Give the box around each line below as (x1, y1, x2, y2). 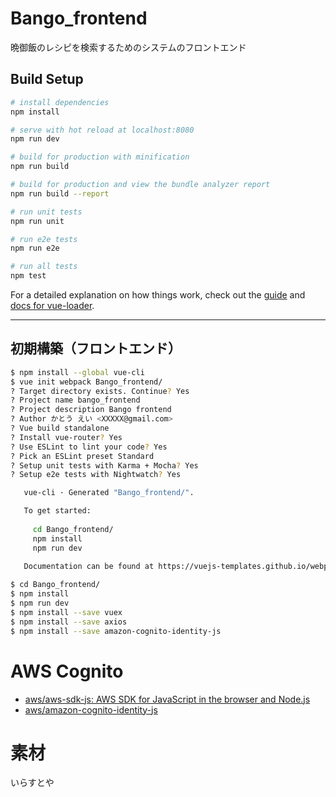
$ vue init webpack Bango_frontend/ (10, 377, 163, 387)
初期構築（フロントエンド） (10, 340, 182, 357)
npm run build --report (10, 188, 110, 199)
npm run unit (10, 216, 65, 226)
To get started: (23, 506, 92, 516)
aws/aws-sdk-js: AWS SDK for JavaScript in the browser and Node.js (24, 693, 311, 705)
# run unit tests (10, 207, 83, 217)
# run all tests (10, 262, 78, 272)
